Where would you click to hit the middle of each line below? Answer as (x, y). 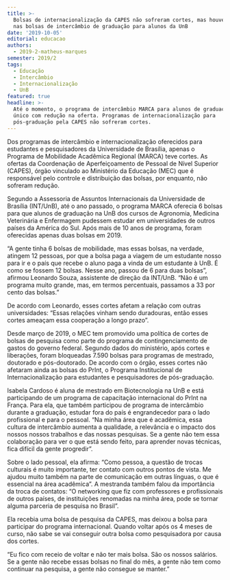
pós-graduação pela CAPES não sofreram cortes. (82, 122)
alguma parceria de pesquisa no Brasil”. (63, 506)
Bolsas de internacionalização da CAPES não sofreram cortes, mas (110, 20)
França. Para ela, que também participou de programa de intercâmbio (105, 405)
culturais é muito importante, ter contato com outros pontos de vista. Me (110, 469)
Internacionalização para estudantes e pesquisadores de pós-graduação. (111, 377)
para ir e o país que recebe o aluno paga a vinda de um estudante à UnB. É (113, 263)
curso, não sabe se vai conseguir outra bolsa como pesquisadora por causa (114, 533)
